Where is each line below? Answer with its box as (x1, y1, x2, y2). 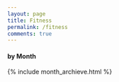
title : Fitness (7, 17, 52, 24)
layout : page (7, 10, 46, 18)
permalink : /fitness (7, 23, 69, 30)
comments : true (7, 30, 52, 37)
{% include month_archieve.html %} (7, 68, 113, 76)
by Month (7, 52, 37, 60)
